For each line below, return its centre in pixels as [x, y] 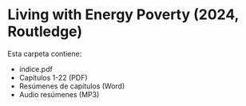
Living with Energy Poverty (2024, [123, 15]
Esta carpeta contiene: [45, 53]
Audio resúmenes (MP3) [59, 94]
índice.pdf [36, 69]
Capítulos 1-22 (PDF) [54, 77]
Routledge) [45, 31]
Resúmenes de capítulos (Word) [72, 86]
